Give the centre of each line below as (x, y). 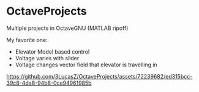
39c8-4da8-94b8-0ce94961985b (49, 83)
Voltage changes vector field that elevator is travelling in (86, 65)
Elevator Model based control (52, 51)
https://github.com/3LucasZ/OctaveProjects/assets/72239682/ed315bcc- (99, 76)
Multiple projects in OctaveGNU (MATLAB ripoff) (67, 28)
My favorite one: (27, 40)
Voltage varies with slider (47, 58)
